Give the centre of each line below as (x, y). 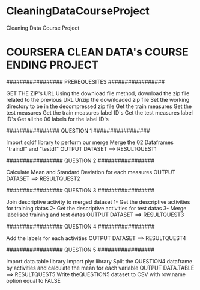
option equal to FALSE (34, 280)
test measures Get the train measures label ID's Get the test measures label (100, 112)
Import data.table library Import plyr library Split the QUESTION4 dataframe (99, 261)
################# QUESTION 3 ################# (80, 190)
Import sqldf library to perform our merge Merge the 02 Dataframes (90, 142)
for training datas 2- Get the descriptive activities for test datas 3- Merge (96, 208)
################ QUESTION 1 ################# (78, 130)
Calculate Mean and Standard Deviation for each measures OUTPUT (91, 172)
